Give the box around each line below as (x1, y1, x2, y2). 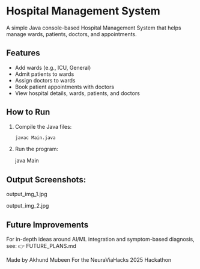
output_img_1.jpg (6, 191, 47, 198)
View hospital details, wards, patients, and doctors (14, 89, 140, 97)
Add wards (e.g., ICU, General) (14, 64, 91, 71)
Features (6, 48, 40, 58)
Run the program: (14, 146, 59, 153)
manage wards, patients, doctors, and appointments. (6, 30, 137, 37)
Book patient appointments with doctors (14, 83, 115, 90)
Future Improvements (6, 220, 89, 230)
